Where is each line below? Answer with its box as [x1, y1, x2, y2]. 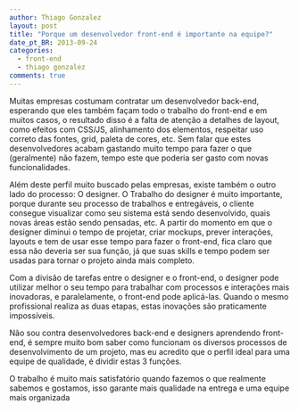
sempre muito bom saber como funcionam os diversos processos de [34, 336, 287, 348]
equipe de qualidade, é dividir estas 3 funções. [9, 356, 182, 367]
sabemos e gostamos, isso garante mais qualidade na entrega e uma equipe [9, 383, 290, 393]
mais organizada [9, 391, 71, 402]
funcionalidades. [9, 161, 71, 172]
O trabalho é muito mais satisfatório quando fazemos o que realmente [9, 373, 266, 383]
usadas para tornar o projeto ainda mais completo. [9, 255, 195, 266]
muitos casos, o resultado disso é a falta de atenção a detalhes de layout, [9, 114, 279, 125]
